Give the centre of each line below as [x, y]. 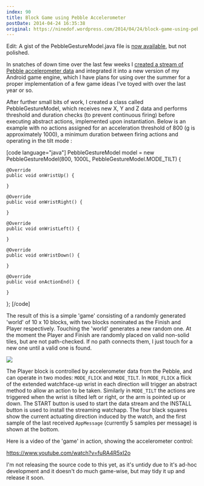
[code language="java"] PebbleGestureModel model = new [80, 153]
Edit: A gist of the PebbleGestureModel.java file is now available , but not [96, 46]
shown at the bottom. [33, 429]
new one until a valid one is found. [49, 348]
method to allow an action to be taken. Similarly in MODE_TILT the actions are [101, 391]
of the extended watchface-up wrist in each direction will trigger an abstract [102, 384]
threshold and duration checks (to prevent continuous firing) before [91, 115]
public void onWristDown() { [43, 255]
